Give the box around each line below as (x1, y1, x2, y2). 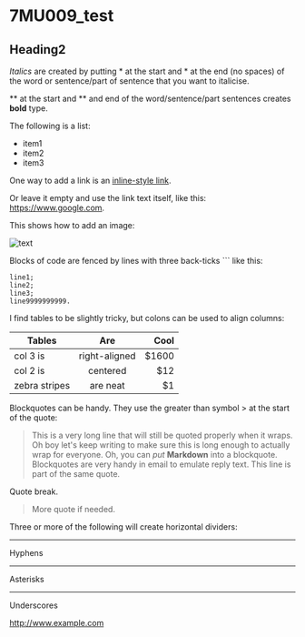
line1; (9, 273, 34, 282)
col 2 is (14, 365, 45, 377)
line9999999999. (9, 297, 71, 306)
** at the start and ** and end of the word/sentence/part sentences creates (9, 93, 291, 104)
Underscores (9, 600, 59, 611)
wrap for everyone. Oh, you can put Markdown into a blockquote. (31, 450, 279, 460)
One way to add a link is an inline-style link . (9, 175, 172, 186)
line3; (9, 288, 34, 298)
